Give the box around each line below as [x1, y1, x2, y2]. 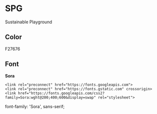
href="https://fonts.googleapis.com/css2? [17, 91, 105, 96]
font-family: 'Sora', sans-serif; [5, 103, 65, 109]
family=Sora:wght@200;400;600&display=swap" [5, 95, 96, 100]
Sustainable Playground [5, 19, 52, 25]
